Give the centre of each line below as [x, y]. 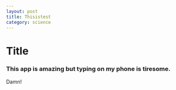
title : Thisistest [28, 17]
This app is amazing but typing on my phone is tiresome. [88, 69]
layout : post [22, 11]
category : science [28, 22]
